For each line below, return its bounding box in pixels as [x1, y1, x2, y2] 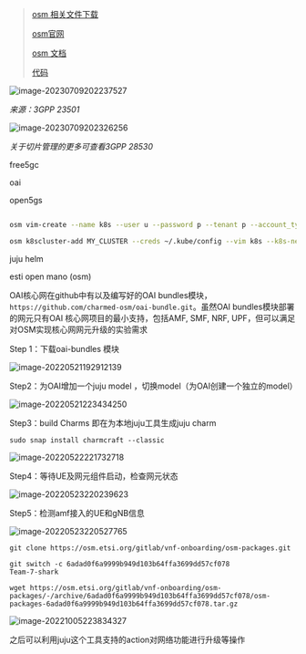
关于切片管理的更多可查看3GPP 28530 [9, 141, 153, 151]
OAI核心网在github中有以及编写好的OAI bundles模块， [9, 289, 212, 300]
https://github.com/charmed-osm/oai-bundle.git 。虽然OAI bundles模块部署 [9, 301, 295, 312]
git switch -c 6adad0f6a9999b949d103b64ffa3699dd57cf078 [9, 559, 230, 568]
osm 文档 [31, 47, 66, 58]
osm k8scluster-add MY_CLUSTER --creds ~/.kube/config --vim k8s [9, 236, 262, 245]
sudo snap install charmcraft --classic [9, 435, 166, 445]
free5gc [9, 160, 39, 170]
